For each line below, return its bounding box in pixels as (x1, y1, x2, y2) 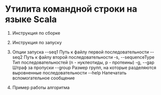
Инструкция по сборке (12, 30, 61, 36)
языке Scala (5, 14, 57, 25)
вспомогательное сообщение (12, 75, 75, 81)
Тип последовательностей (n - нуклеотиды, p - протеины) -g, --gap (12, 59, 155, 65)
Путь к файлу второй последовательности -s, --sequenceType (24, 54, 155, 60)
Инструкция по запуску (12, 39, 62, 45)
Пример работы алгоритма (12, 84, 70, 90)
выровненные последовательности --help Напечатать (12, 70, 127, 75)
